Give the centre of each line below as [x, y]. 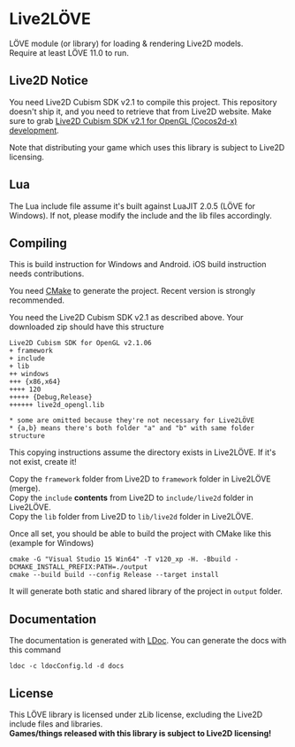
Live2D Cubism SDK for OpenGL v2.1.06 [80, 343]
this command [35, 650]
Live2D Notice [49, 81]
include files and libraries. [56, 724]
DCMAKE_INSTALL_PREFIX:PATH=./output [79, 567]
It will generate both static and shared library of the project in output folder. [146, 591]
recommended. [37, 300]
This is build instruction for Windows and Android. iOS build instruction [138, 265]
